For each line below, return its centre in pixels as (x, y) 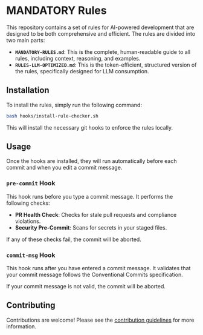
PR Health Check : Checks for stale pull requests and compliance (96, 214)
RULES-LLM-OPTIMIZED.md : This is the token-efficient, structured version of (106, 65)
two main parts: (26, 40)
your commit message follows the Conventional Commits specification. (95, 275)
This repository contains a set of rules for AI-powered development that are (100, 27)
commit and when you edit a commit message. (64, 168)
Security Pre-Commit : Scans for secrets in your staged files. (91, 227)
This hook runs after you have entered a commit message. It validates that (98, 268)
